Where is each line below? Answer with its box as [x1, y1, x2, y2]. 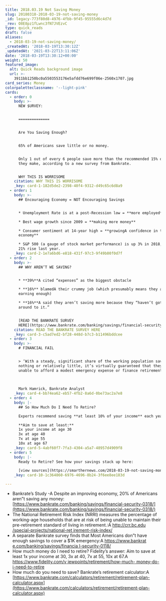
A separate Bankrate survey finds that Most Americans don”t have [12, 532, 147, 538]
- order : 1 [9, 188, 32, 193]
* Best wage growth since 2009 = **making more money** [18, 219, 136, 225]
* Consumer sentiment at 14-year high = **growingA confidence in [18, 228, 158, 233]
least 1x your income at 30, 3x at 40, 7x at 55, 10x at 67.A [12, 554, 128, 559]
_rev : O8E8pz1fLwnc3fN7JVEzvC [5, 21, 68, 26]
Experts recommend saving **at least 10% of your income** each [18, 413, 154, 418]
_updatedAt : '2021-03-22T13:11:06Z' [5, 48, 81, 53]
